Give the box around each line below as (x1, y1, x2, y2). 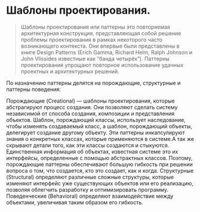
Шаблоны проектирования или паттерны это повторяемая (20, 23, 170, 30)
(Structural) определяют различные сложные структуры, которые (6, 173, 174, 180)
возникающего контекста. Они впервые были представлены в (20, 42, 180, 50)
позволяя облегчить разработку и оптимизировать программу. (6, 186, 169, 193)
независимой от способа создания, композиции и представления (6, 110, 175, 117)
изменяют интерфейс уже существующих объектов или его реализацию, (6, 180, 194, 187)
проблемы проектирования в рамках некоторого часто (20, 36, 163, 43)
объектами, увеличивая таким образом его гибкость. (6, 198, 143, 206)
